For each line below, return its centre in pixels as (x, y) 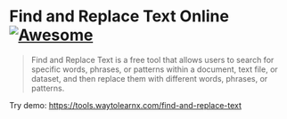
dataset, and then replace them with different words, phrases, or (149, 78)
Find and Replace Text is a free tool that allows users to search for (152, 59)
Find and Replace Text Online (119, 16)
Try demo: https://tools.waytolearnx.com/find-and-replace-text (126, 105)
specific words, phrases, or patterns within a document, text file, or (154, 69)
